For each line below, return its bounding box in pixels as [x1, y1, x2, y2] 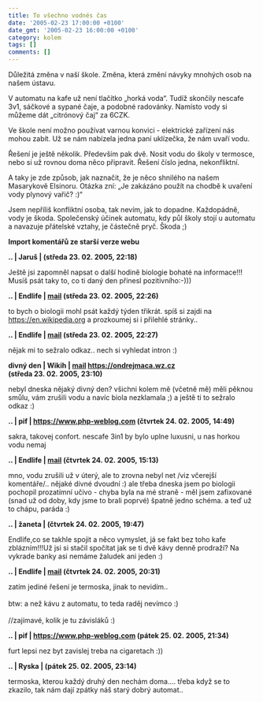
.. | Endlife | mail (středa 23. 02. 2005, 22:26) [8, 291, 159, 301]
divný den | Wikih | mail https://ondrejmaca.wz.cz [8, 360, 176, 370]
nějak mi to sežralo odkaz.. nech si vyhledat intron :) [8, 345, 177, 355]
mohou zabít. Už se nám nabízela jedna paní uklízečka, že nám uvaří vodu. [8, 134, 250, 143]
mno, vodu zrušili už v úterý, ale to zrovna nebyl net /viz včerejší [8, 471, 217, 480]
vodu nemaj [8, 440, 46, 450]
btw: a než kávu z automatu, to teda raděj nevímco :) [8, 599, 179, 608]
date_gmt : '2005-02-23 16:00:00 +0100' [8, 26, 139, 34]
